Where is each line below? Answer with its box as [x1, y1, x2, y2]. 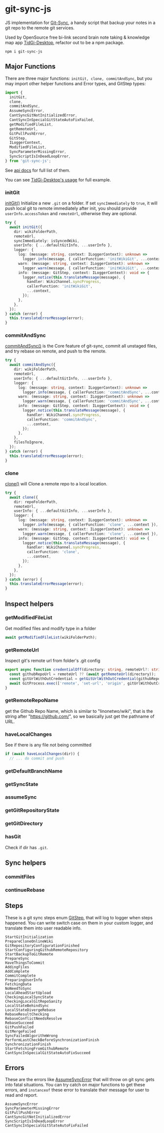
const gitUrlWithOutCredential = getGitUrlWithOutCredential [9, 676, 137, 681]
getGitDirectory [5, 820, 43, 827]
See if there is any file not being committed [5, 742, 92, 748]
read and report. [5, 1092, 38, 1098]
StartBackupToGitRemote [5, 952, 54, 957]
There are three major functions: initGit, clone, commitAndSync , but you [5, 75, 152, 81]
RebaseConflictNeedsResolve [5, 1016, 62, 1021]
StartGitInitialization [5, 934, 54, 939]
